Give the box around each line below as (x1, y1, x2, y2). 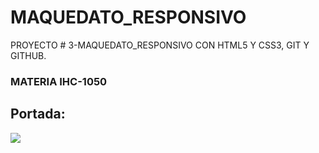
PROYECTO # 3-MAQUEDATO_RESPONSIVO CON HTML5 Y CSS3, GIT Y (10, 39, 310, 51)
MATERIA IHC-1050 (10, 74, 108, 88)
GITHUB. (10, 49, 47, 61)
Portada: (10, 106, 66, 123)
